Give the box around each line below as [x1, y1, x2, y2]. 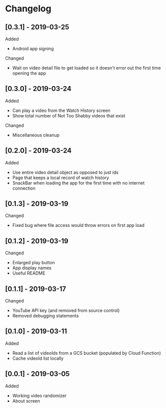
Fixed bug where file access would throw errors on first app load [12, 222, 145, 228]
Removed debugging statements [12, 313, 79, 319]
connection [12, 185, 36, 191]
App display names [12, 265, 52, 271]
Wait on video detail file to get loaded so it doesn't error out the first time [12, 65, 161, 71]
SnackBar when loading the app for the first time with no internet [12, 180, 145, 186]
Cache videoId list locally [12, 355, 64, 361]
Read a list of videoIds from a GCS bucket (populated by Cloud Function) [12, 350, 161, 356]
